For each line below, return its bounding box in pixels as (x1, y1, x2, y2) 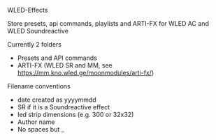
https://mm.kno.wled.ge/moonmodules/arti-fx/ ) (17, 69, 154, 77)
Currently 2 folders (7, 40, 62, 48)
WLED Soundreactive (7, 27, 69, 35)
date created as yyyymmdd (17, 95, 96, 104)
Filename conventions (7, 82, 71, 90)
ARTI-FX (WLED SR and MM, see (17, 61, 113, 69)
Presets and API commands (17, 54, 98, 62)
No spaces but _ (17, 125, 64, 133)
